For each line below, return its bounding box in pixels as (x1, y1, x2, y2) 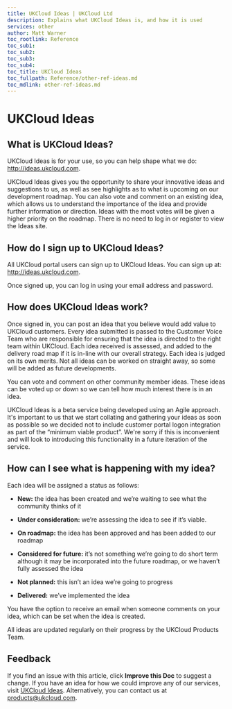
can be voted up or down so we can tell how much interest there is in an (7, 384, 213, 393)
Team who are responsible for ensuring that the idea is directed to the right (7, 334, 222, 343)
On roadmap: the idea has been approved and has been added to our (17, 529, 216, 537)
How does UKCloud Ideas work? (7, 301, 149, 313)
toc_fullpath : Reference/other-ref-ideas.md (7, 74, 138, 82)
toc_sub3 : (7, 55, 36, 62)
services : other (7, 23, 54, 30)
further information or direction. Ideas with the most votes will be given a (7, 207, 215, 216)
